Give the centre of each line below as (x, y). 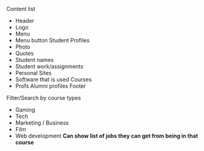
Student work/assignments (49, 66)
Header (25, 21)
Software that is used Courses (53, 79)
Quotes (25, 53)
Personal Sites (33, 73)
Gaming (25, 110)
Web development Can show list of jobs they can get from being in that (107, 136)
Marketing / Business (42, 123)
